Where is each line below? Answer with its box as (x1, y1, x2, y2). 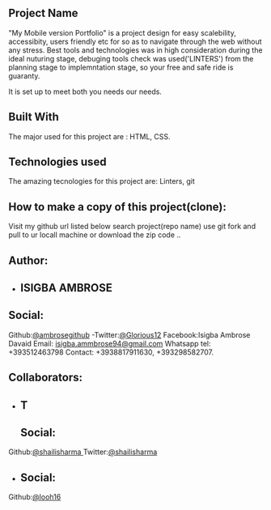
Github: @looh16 (8, 492, 61, 502)
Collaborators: (8, 371, 83, 385)
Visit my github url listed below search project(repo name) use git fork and (8, 222, 256, 232)
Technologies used (8, 155, 107, 169)
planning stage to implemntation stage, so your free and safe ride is (8, 62, 234, 72)
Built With (8, 110, 59, 124)
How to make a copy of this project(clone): (8, 200, 227, 214)
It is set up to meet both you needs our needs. (8, 87, 162, 96)
